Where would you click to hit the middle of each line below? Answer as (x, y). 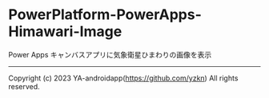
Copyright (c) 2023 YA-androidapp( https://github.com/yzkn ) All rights (123, 78)
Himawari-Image (65, 31)
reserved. (24, 86)
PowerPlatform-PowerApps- (105, 15)
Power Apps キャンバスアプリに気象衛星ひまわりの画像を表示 (110, 54)
